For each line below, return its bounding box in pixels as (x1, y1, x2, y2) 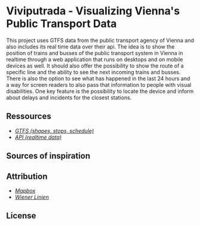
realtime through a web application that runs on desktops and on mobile (6, 56, 183, 63)
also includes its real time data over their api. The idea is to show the (6, 43, 175, 50)
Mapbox (14, 187, 36, 194)
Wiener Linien (14, 193, 49, 200)
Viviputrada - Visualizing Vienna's (6, 4, 180, 18)
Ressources (6, 111, 52, 121)
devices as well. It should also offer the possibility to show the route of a (6, 62, 184, 69)
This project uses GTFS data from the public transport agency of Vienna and (6, 37, 194, 44)
